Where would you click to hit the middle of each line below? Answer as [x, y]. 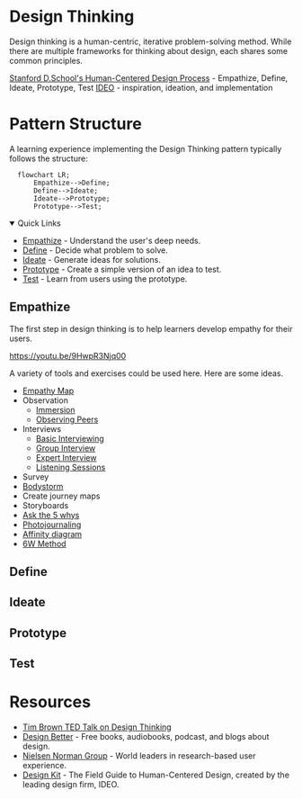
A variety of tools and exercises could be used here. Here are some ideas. [147, 373]
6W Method [44, 543]
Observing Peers [67, 419]
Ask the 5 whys [51, 515]
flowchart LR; [44, 175]
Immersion [55, 409]
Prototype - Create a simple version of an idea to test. [122, 269]
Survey [36, 476]
